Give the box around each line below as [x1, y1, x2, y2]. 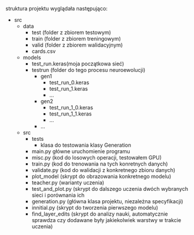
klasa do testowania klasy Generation [40, 141, 131, 148]
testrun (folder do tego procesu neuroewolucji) [31, 67, 146, 73]
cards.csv [31, 48, 56, 55]
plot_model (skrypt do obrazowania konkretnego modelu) [31, 173, 172, 180]
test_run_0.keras [49, 79, 90, 86]
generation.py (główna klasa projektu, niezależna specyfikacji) [31, 198, 183, 205]
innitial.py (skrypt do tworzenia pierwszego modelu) [31, 204, 159, 211]
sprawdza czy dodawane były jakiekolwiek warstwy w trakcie [31, 217, 182, 223]
